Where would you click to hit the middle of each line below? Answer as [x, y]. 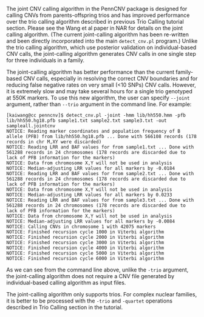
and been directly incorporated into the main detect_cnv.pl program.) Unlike [102, 41]
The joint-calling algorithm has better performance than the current [90, 72]
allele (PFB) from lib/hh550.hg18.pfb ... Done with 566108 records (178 [102, 136]
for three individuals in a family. [46, 60]
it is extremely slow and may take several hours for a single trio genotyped [100, 91]
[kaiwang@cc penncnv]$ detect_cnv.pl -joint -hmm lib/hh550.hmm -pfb [96, 115]
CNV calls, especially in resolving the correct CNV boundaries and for [110, 78]
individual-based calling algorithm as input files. [66, 282]
